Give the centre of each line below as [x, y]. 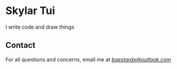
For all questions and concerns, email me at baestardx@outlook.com [88, 59]
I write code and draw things [40, 27]
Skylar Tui [30, 11]
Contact [20, 45]
